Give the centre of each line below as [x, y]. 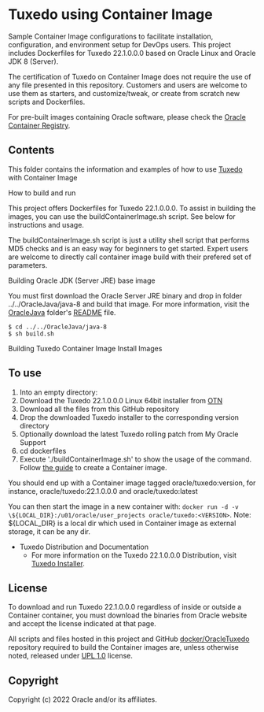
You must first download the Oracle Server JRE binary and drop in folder [125, 295]
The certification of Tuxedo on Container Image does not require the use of [130, 76]
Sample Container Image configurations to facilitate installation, [111, 36]
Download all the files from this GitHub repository [99, 409]
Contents [31, 150]
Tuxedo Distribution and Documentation [84, 547]
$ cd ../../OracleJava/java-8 [58, 327]
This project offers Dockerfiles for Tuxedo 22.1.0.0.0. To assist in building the [132, 208]
